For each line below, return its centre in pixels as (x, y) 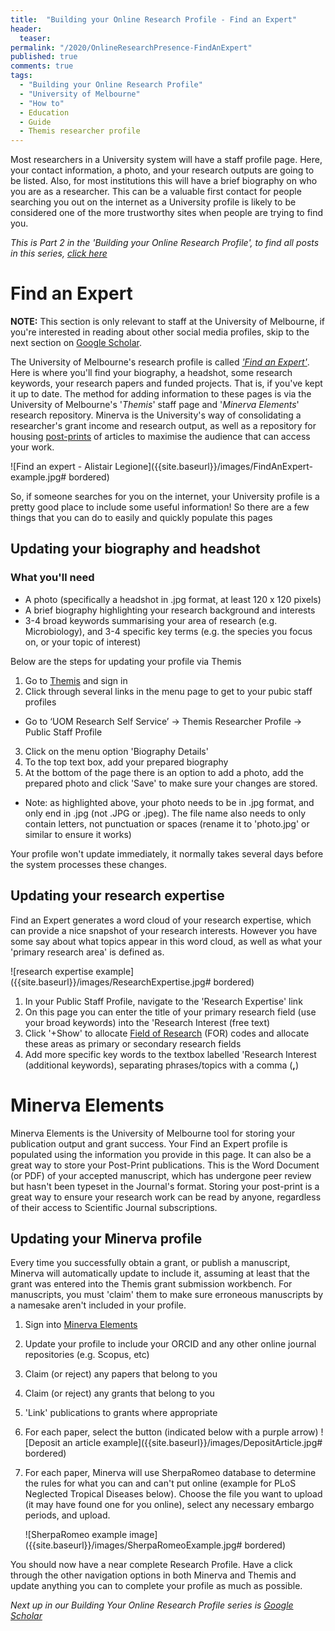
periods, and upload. (67, 1515)
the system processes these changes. (88, 864)
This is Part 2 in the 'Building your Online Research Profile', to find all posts (165, 243)
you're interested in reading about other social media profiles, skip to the (160, 332)
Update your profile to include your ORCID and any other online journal (170, 1344)
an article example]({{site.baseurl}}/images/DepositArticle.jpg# (192, 1443)
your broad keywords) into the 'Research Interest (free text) (147, 1022)
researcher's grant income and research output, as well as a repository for (163, 426)
